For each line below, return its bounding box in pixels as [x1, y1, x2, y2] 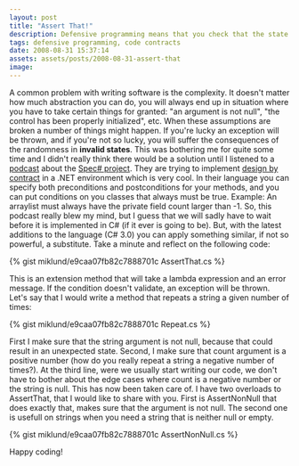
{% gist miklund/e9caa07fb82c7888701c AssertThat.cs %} [9, 256, 225, 266]
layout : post [9, 12, 58, 22]
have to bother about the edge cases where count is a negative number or [9, 373, 282, 384]
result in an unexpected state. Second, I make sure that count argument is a [9, 345, 287, 356]
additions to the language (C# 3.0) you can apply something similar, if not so [9, 229, 289, 240]
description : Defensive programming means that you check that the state [9, 29, 289, 38]
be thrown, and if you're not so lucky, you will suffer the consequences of [9, 135, 279, 145]
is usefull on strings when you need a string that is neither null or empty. [9, 412, 274, 422]
